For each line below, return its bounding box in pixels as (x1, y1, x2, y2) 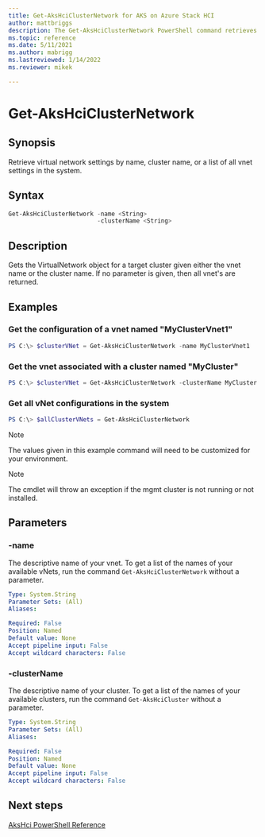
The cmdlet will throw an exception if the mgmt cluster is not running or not (8, 485, 254, 494)
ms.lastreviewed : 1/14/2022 (8, 56, 102, 64)
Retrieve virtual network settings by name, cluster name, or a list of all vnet (8, 157, 253, 167)
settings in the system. (8, 165, 83, 175)
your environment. (8, 454, 68, 463)
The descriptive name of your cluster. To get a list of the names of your (8, 686, 240, 696)
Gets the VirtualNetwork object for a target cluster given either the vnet (8, 260, 241, 270)
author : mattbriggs (8, 19, 73, 27)
